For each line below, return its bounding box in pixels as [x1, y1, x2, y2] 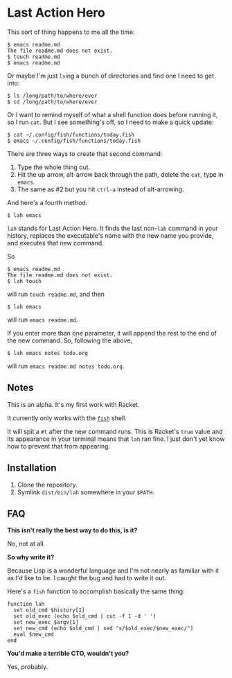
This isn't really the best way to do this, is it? [7, 526, 138, 534]
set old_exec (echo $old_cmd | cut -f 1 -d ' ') [13, 613, 157, 620]
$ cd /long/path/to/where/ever [7, 98, 98, 105]
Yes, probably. [7, 663, 48, 671]
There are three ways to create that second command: [7, 149, 163, 157]
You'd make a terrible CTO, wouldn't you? [7, 650, 130, 658]
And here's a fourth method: [7, 198, 88, 207]
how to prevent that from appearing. [7, 442, 111, 450]
